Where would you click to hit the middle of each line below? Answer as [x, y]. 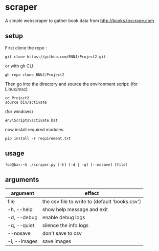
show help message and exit [75, 209]
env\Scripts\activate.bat [31, 120]
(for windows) [19, 111]
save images [57, 241]
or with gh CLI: [20, 66]
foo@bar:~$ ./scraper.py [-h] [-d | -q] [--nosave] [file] [67, 165]
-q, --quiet [21, 226]
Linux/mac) [16, 89]
